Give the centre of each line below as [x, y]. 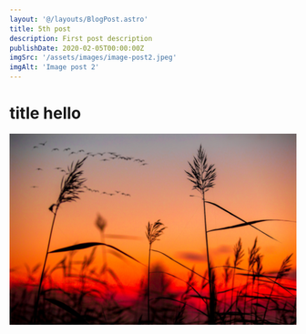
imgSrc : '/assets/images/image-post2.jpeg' [93, 58]
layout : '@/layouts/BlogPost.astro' [79, 19]
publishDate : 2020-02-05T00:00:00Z [77, 48]
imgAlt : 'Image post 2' [55, 67]
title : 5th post [40, 29]
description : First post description [81, 38]
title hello [46, 113]
